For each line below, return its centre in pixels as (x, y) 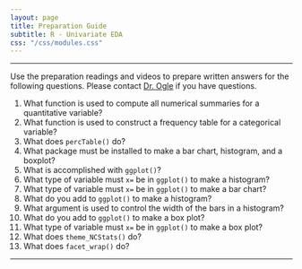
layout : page (35, 17)
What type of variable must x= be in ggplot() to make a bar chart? (145, 189)
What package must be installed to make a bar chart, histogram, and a (153, 151)
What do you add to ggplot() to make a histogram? (117, 199)
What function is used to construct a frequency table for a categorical (152, 123)
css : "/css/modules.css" (56, 43)
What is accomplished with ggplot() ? (92, 170)
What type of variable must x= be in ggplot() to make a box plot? (143, 227)
